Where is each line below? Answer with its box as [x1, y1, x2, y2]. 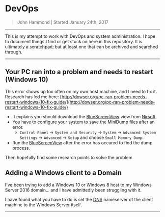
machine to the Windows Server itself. [5, 202, 82, 208]
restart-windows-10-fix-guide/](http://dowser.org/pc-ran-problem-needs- [5, 99, 156, 105]
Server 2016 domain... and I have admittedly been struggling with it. [5, 187, 142, 193]
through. [5, 49, 23, 54]
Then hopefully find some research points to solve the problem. [5, 154, 134, 160]
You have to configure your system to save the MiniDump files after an [12, 119, 155, 125]
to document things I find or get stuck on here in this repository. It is [5, 38, 142, 44]
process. [12, 145, 30, 151]
